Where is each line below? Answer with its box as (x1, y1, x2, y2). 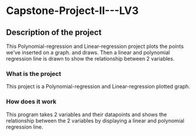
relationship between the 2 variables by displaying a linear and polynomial (6, 117, 184, 124)
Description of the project (6, 27, 102, 37)
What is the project (6, 69, 61, 78)
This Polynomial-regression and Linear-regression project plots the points (6, 43, 184, 50)
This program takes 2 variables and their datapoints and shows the (6, 111, 167, 118)
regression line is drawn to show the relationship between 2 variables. (6, 55, 175, 62)
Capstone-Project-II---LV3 (6, 4, 139, 18)
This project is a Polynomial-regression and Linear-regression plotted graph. (6, 83, 190, 90)
